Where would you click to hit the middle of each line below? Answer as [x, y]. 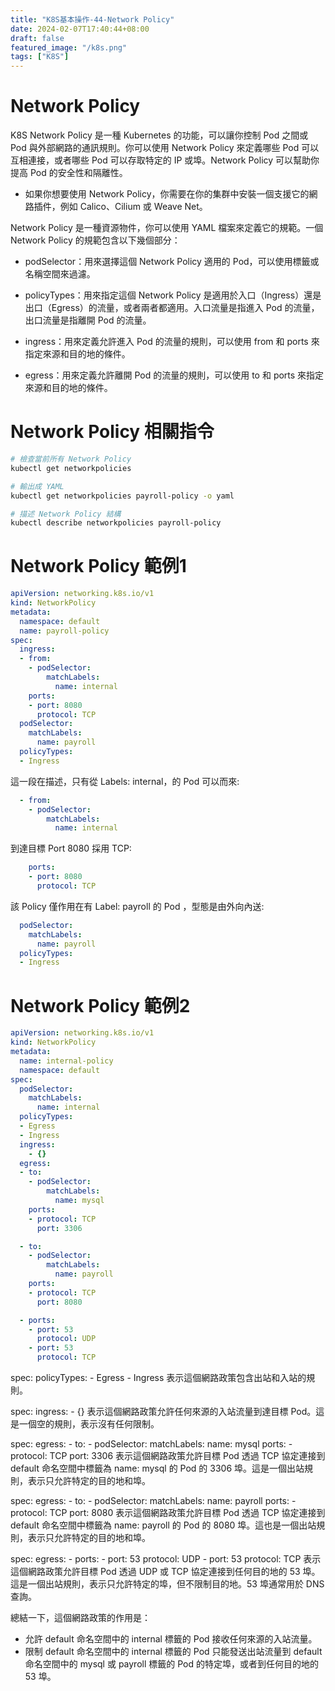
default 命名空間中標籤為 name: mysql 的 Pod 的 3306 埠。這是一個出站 [157, 1468]
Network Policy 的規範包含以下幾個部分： [95, 240]
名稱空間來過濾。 [60, 274]
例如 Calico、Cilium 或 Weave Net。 [133, 207]
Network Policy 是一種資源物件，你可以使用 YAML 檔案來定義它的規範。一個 [167, 228]
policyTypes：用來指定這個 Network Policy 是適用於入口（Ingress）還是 [173, 295]
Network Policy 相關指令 [112, 432]
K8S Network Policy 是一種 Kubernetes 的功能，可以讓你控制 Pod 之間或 [159, 135]
